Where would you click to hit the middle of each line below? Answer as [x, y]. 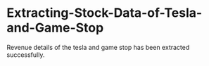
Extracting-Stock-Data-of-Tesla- [104, 13]
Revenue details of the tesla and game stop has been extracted [98, 47]
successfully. [26, 55]
